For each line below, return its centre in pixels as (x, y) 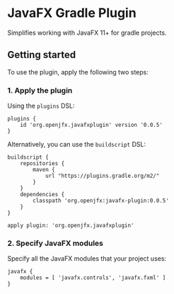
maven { (44, 170)
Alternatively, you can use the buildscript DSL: (77, 145)
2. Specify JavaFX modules (56, 243)
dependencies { (42, 195)
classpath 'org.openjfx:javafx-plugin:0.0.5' (101, 201)
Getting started (42, 55)
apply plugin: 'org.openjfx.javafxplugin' (71, 226)
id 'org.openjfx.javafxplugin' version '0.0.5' (91, 125)
